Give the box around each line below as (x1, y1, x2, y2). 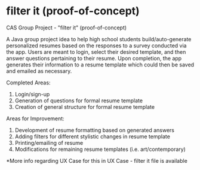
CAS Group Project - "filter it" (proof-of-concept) (6, 24, 127, 31)
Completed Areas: (6, 79, 51, 86)
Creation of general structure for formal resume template (14, 103, 155, 110)
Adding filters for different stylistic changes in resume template (14, 133, 170, 140)
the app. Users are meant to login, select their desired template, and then (6, 48, 186, 55)
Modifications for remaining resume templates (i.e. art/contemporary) (14, 145, 186, 153)
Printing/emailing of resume (14, 139, 84, 146)
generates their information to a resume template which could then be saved (6, 61, 195, 68)
